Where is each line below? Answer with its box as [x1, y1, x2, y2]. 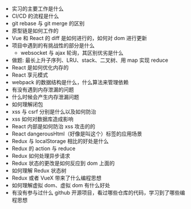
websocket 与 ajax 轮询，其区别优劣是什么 [20, 49, 124, 56]
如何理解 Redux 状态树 [11, 167, 67, 174]
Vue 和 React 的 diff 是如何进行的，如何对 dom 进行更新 [11, 35, 147, 41]
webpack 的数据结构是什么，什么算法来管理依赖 [11, 79, 129, 85]
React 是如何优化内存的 [11, 64, 69, 71]
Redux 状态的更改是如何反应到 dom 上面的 [11, 160, 115, 167]
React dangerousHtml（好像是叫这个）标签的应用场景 [11, 130, 143, 137]
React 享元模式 [11, 71, 48, 78]
